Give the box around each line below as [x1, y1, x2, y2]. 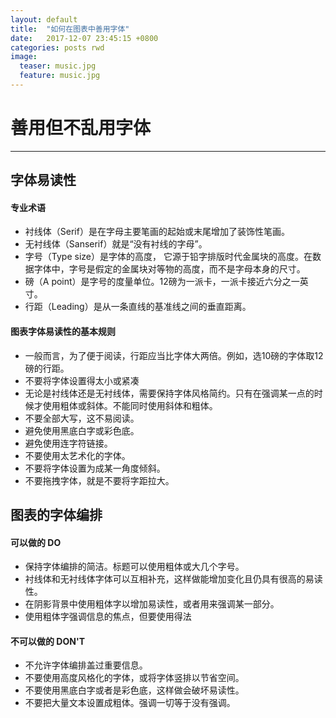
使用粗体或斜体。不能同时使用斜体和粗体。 [42, 399, 218, 411]
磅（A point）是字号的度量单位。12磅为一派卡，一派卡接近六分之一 [24, 276, 300, 288]
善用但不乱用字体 [10, 117, 152, 140]
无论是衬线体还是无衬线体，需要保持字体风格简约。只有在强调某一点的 [24, 387, 315, 399]
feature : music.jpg [19, 71, 101, 81]
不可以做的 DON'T [10, 635, 85, 647]
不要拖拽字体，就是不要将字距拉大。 [24, 474, 175, 486]
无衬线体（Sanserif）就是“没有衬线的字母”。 [24, 238, 208, 250]
